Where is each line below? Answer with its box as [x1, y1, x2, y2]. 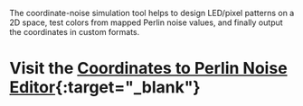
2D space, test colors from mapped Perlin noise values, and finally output [9, 17, 283, 28]
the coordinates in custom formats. [9, 27, 140, 37]
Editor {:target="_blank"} [9, 77, 201, 98]
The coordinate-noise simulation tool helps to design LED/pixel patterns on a [9, 8, 295, 18]
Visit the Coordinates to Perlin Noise [9, 58, 288, 79]
